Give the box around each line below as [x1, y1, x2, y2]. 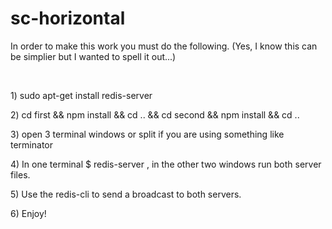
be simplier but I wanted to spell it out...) [10, 50, 177, 62]
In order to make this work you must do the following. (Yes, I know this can [10, 40, 318, 52]
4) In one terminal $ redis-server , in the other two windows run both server [10, 158, 322, 170]
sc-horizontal [10, 7, 126, 30]
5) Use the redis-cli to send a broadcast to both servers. [10, 188, 242, 200]
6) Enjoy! [10, 207, 47, 219]
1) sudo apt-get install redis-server [10, 89, 153, 101]
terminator [10, 138, 53, 151]
